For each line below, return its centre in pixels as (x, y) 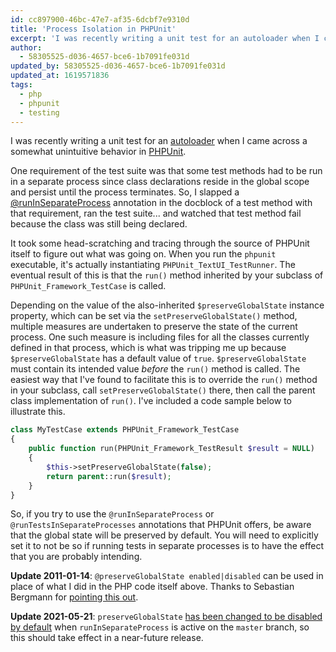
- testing (39, 112)
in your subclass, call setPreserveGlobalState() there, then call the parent (163, 390)
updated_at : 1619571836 (60, 76)
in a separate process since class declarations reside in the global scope (160, 182)
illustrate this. (38, 412)
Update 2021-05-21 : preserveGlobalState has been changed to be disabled (166, 617)
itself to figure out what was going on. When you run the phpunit (143, 254)
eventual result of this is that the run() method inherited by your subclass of (167, 275)
